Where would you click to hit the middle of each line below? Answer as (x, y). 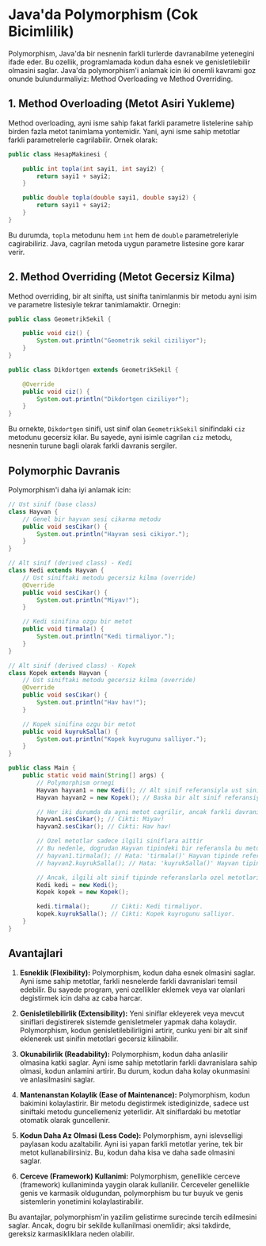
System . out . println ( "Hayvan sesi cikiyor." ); (113, 534)
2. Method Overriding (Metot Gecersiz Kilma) (122, 277)
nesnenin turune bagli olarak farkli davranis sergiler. (93, 446)
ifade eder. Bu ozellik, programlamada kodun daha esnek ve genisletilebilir (129, 62)
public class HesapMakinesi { (58, 154)
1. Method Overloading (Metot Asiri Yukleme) (122, 104)
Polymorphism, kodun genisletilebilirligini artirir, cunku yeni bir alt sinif (133, 1030)
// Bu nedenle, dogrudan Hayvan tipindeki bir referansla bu (140, 848)
